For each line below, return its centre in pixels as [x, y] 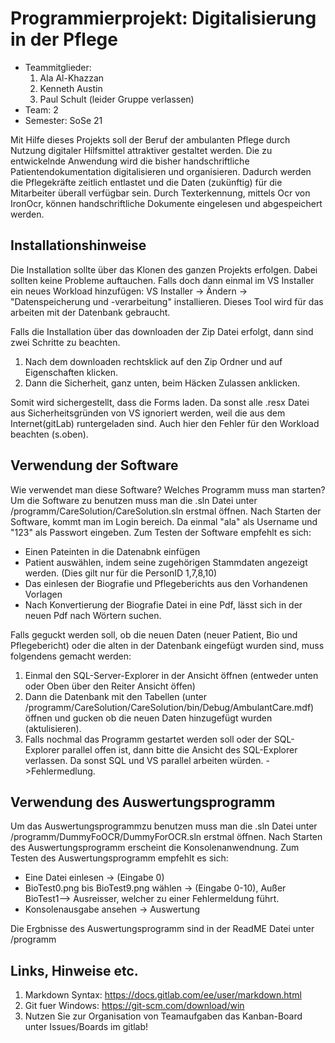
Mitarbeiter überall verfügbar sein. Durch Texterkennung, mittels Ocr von [160, 193]
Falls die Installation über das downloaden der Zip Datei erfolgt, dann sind [162, 331]
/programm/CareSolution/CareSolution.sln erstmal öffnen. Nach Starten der [166, 511]
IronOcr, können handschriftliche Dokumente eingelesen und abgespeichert [166, 203]
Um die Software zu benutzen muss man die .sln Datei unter [134, 500]
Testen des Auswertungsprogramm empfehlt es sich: [119, 858]
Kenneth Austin [71, 88]
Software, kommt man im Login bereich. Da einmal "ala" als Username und [164, 521]
